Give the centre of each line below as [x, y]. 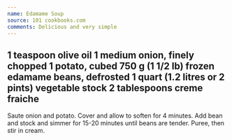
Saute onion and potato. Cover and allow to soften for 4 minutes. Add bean [115, 115]
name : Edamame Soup [36, 14]
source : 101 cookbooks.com [46, 20]
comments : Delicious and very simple [62, 27]
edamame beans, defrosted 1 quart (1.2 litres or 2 [116, 77]
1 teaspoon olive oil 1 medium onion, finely [101, 55]
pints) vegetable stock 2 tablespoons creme [105, 88]
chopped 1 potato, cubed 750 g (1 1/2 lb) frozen [111, 66]
